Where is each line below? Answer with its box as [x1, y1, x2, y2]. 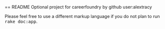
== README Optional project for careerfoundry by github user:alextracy [4, 4, 152, 10]
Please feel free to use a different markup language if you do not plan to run [4, 14, 160, 19]
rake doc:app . [4, 19, 38, 24]
